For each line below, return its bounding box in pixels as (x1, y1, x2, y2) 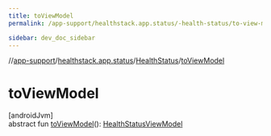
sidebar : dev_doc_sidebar (8, 34, 95, 42)
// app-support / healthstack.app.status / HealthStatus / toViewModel (8, 56, 225, 65)
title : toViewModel (8, 11, 74, 20)
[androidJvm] (8, 110, 54, 121)
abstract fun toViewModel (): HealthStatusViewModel (8, 119, 183, 129)
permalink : (8, 19, 45, 27)
